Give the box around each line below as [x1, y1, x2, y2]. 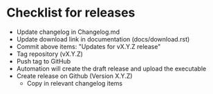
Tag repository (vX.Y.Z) [16, 50, 84, 58]
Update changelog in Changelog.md [16, 28, 120, 36]
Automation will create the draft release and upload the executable [16, 64, 207, 73]
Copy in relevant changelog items [26, 79, 122, 87]
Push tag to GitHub [16, 57, 71, 65]
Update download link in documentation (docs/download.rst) [16, 35, 190, 43]
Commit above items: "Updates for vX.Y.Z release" [16, 42, 161, 50]
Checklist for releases [6, 5, 136, 21]
